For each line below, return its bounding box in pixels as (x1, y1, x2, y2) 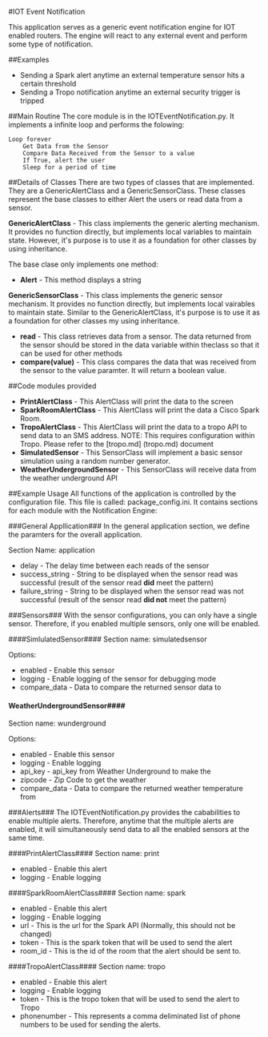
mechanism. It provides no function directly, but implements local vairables (8, 299, 256, 308)
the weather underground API (19, 473, 118, 483)
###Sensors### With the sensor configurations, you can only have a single (8, 610, 258, 620)
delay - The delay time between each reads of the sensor (19, 561, 210, 570)
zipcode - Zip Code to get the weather (19, 775, 146, 785)
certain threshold (19, 79, 77, 88)
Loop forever (8, 135, 52, 143)
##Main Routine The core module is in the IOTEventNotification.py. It (8, 111, 234, 121)
